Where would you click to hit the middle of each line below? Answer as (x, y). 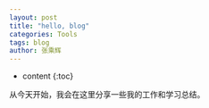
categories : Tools (43, 34)
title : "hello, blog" (50, 26)
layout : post (33, 17)
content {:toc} (48, 76)
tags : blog (29, 42)
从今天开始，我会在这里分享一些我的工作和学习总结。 (107, 95)
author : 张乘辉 (35, 51)
